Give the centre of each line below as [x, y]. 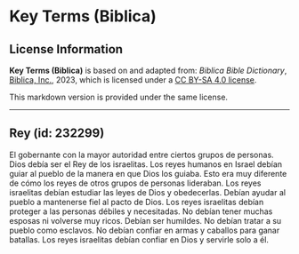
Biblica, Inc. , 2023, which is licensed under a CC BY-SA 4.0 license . [133, 80]
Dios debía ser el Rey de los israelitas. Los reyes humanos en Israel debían [146, 164]
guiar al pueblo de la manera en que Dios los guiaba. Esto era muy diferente [148, 173]
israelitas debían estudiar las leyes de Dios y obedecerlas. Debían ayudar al [148, 192]
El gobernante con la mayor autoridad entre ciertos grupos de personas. [141, 155]
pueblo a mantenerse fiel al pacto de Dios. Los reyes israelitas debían [137, 202]
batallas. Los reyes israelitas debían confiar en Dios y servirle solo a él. [139, 239]
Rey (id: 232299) [57, 134]
